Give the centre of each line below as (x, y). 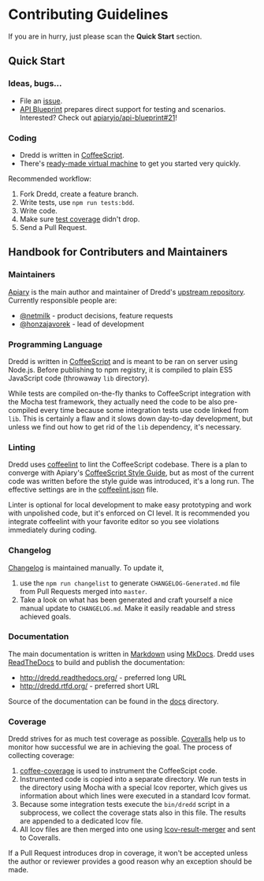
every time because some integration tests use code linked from (144, 410)
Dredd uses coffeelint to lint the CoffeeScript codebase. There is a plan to (128, 465)
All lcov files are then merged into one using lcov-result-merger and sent (138, 830)
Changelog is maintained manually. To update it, (86, 567)
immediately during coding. (52, 530)
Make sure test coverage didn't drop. (80, 219)
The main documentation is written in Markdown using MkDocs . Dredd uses (131, 654)
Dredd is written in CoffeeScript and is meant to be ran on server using (123, 361)
